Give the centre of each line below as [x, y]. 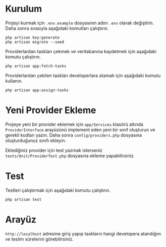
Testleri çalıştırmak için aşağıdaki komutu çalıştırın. [58, 190]
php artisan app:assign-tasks [37, 90]
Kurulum [24, 9]
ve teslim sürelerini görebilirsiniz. [39, 239]
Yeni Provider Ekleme [51, 110]
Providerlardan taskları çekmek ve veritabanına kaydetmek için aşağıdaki [81, 51]
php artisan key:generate [32, 38]
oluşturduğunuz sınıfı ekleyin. [36, 140]
